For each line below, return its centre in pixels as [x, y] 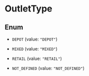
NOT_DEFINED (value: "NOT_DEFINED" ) [48, 68]
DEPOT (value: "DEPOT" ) [35, 39]
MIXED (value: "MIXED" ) [35, 49]
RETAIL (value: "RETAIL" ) [37, 58]
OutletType [29, 9]
